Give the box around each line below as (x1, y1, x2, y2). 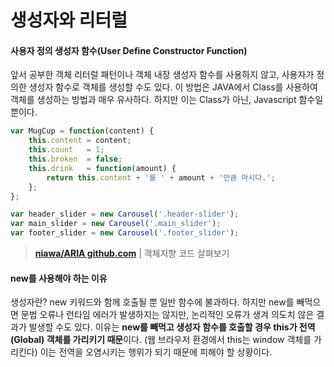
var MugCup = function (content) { (10, 126, 155, 136)
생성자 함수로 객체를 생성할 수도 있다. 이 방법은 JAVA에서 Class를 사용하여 (28, 81, 318, 93)
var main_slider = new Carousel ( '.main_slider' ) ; (10, 219, 222, 229)
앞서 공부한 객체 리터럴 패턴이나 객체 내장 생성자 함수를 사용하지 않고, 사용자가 (10, 69, 315, 81)
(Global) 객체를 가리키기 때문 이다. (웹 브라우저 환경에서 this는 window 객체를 (10, 334, 312, 346)
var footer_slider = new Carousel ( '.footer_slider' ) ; (10, 228, 240, 238)
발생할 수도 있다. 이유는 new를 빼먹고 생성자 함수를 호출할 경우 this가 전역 (28, 321, 316, 333)
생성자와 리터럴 (10, 9, 128, 32)
